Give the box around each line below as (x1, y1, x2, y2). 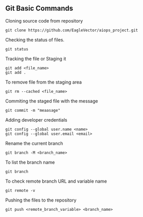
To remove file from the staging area (5, 79, 82, 85)
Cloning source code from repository (5, 17, 83, 24)
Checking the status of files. (5, 36, 65, 43)
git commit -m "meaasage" (5, 108, 60, 113)
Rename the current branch (5, 140, 63, 146)
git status (5, 46, 29, 52)
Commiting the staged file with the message (5, 97, 98, 104)
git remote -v (5, 188, 36, 193)
